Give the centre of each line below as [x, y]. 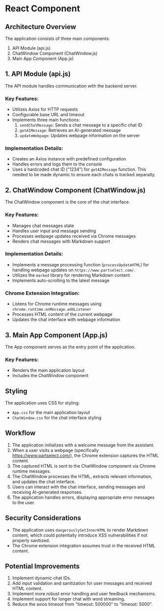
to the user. [23, 502]
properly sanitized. [31, 540]
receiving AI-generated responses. [47, 492]
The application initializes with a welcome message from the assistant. [83, 445]
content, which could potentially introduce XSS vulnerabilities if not [80, 535]
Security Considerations [43, 518]
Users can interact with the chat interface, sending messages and [79, 487]
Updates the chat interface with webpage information [66, 320]
